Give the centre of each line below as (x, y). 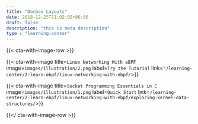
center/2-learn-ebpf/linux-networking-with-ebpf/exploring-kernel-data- (98, 98)
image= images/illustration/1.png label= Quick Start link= (78, 92)
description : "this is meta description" (58, 28)
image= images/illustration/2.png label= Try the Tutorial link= (85, 68)
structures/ (21, 104)
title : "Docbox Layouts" (37, 12)
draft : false (22, 22)
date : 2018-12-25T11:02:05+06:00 (47, 17)
